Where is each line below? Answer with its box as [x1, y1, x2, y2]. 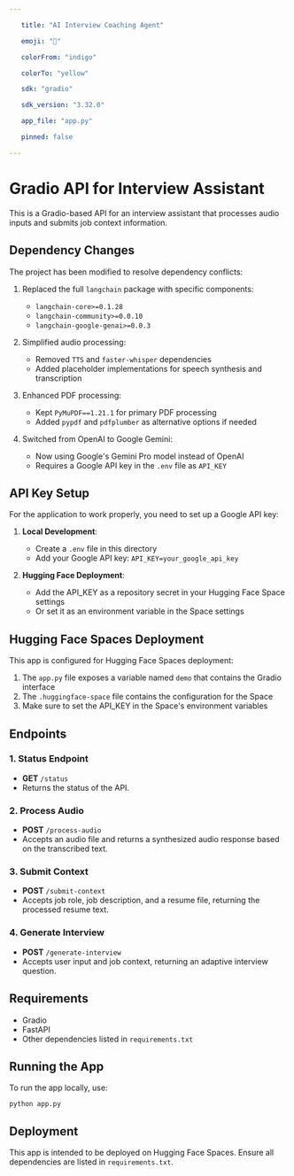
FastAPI [21, 1024, 50, 1034]
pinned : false [20, 133, 73, 142]
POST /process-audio [21, 824, 102, 835]
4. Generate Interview [9, 926, 104, 939]
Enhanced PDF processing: [21, 390, 122, 400]
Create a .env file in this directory [35, 544, 158, 554]
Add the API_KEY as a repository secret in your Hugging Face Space [35, 587, 285, 598]
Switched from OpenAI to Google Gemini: [21, 433, 173, 444]
